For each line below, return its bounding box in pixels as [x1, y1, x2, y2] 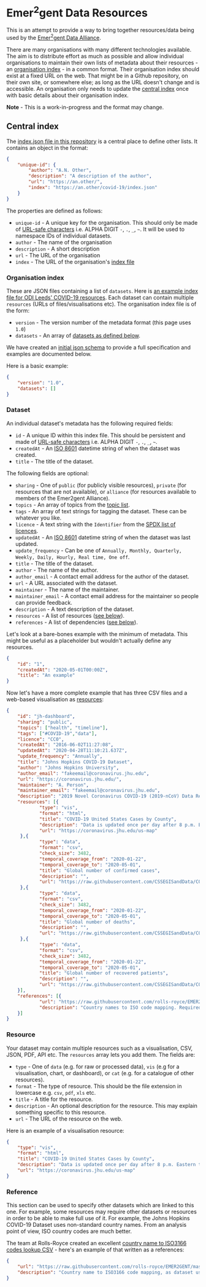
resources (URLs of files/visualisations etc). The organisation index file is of [6, 300, 197, 308]
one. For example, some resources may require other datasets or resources [6, 1208, 197, 1216]
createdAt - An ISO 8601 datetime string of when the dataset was [15, 445, 180, 452]
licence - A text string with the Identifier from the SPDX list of [15, 520, 176, 528]
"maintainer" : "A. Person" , [17, 782, 89, 788]
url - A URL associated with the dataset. [15, 579, 118, 586]
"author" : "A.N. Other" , [28, 167, 92, 174]
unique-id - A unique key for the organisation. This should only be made [15, 219, 198, 226]
